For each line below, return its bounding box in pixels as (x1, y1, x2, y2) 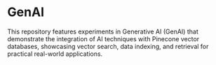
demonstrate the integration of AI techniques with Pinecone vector (7, 34, 200, 43)
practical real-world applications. (7, 50, 103, 58)
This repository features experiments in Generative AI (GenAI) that (7, 27, 198, 36)
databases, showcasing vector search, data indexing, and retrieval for (7, 42, 209, 50)
